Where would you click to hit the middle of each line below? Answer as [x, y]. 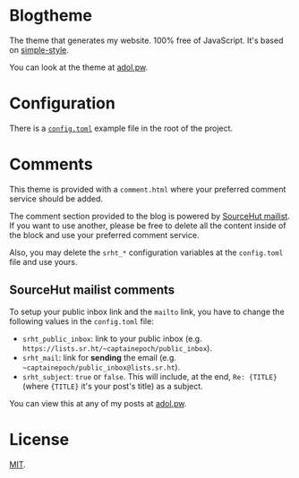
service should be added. [56, 199]
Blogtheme [51, 16]
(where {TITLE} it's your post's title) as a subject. [112, 386]
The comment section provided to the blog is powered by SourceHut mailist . [150, 216]
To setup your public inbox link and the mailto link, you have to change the [147, 312]
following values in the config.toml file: [81, 321]
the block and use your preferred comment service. [104, 235]
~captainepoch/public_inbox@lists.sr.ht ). [101, 367]
